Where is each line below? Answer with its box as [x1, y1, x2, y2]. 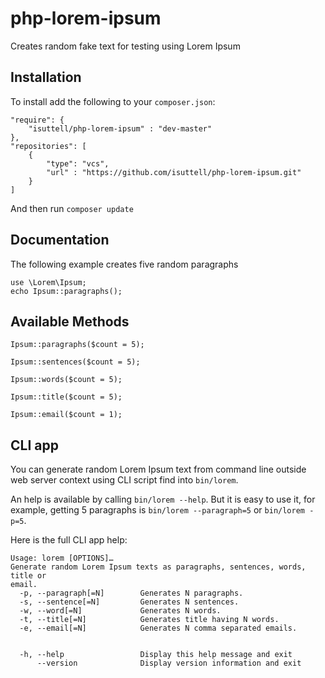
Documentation [10, 232, 110, 249]
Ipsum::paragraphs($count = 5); [10, 340, 145, 350]
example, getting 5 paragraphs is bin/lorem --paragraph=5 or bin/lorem [10, 504, 306, 516]
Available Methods [10, 313, 130, 330]
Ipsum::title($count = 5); [10, 392, 123, 402]
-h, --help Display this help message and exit [19, 650, 293, 660]
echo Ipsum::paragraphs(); [10, 286, 123, 296]
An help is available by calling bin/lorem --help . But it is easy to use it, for [10, 493, 316, 506]
